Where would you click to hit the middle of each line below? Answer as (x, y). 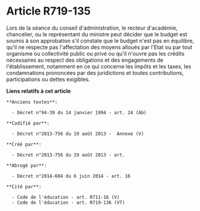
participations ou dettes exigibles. (48, 79)
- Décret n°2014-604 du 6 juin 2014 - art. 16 (71, 176)
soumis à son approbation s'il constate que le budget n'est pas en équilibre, (100, 41)
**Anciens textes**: (32, 102)
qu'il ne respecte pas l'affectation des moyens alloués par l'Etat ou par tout (99, 47)
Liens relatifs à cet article (39, 91)
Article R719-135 (48, 11)
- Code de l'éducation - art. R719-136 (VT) (68, 203)
